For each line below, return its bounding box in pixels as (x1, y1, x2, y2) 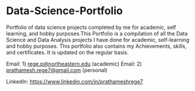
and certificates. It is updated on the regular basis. (6, 48, 129, 56)
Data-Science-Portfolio (6, 4, 123, 18)
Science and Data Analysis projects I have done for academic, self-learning (6, 36, 190, 43)
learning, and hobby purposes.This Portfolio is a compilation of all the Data (6, 30, 188, 37)
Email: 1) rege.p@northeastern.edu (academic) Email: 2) (6, 60, 142, 67)
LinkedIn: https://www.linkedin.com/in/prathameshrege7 (6, 78, 144, 85)
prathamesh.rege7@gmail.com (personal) (6, 66, 108, 73)
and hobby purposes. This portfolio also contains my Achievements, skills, (6, 43, 187, 50)
